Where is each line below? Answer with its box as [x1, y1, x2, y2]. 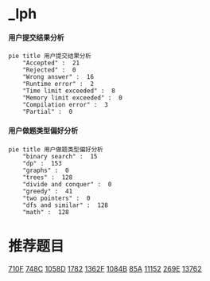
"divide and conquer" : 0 [22, 180, 112, 188]
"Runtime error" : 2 [22, 80, 94, 88]
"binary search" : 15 [22, 152, 98, 160]
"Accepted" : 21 [22, 59, 80, 68]
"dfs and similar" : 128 [22, 201, 109, 209]
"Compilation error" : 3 [22, 101, 109, 109]
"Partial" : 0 [22, 108, 73, 116]
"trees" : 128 [22, 173, 73, 181]
